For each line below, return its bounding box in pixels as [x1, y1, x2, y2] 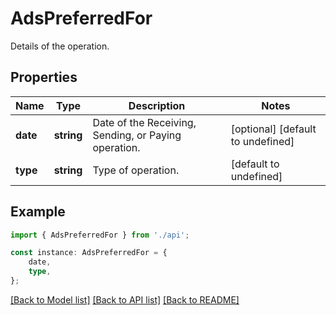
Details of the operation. [10, 40, 110, 52]
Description [128, 98, 186, 112]
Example [10, 203, 66, 221]
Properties [10, 69, 78, 86]
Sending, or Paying [92, 128, 182, 142]
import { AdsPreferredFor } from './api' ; [10, 230, 190, 240]
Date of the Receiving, [92, 115, 197, 129]
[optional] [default [230, 122, 317, 136]
